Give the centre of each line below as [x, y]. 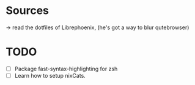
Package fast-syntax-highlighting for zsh [66, 69]
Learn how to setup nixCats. [50, 75]
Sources [28, 11]
